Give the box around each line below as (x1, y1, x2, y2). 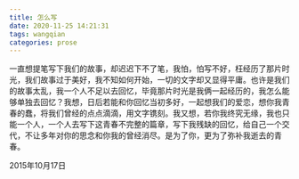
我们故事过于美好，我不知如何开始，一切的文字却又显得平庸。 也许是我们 (24, 75, 290, 85)
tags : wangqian (9, 29, 66, 38)
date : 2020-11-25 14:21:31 (9, 21, 109, 30)
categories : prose (9, 37, 77, 47)
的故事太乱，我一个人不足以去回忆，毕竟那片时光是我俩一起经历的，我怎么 (9, 85, 282, 96)
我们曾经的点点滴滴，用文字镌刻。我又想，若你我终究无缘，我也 (47, 108, 282, 118)
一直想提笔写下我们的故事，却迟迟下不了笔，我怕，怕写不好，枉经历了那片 (9, 63, 282, 74)
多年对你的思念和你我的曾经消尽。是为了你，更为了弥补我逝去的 (39, 130, 274, 141)
